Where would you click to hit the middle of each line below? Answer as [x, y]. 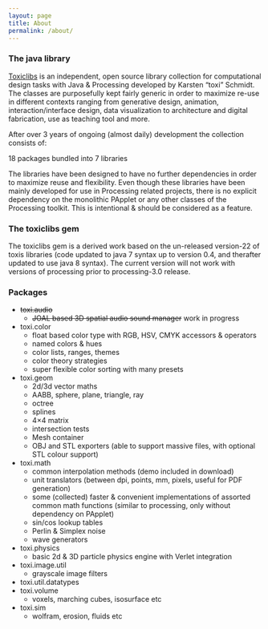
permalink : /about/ [41, 30]
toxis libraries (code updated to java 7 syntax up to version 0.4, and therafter [135, 254]
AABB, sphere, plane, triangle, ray [88, 395]
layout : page [30, 16]
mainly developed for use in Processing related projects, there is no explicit [132, 191]
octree [43, 403]
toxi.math [35, 463]
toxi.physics [40, 548]
